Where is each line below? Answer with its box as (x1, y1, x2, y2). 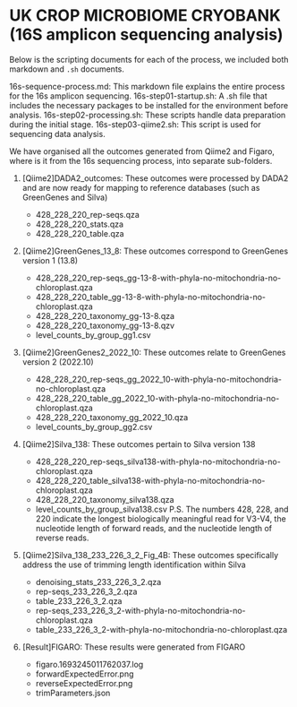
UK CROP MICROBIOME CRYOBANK (9, 5, 282, 26)
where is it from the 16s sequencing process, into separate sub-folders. (9, 155, 273, 166)
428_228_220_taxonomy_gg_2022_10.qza (35, 411, 189, 422)
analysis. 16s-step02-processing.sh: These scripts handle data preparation (9, 109, 286, 120)
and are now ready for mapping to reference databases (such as (21, 182, 260, 193)
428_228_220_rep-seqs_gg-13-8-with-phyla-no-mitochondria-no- (35, 272, 282, 283)
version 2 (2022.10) (21, 356, 94, 367)
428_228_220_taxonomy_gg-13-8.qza (35, 310, 175, 321)
